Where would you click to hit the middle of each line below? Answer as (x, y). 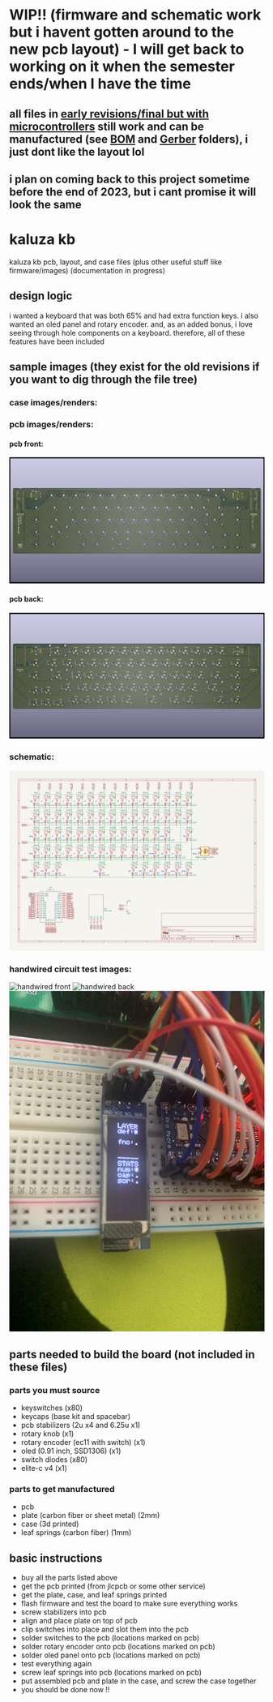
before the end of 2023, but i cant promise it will (133, 192)
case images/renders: (53, 403)
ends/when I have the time (100, 84)
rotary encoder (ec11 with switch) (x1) (83, 1443)
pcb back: (26, 599)
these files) (38, 1367)
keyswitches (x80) (52, 1408)
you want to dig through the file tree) (103, 380)
